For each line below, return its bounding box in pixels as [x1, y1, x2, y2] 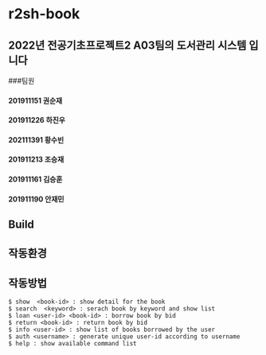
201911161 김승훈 [8, 174, 63, 184]
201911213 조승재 [8, 154, 65, 164]
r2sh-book [8, 5, 80, 23]
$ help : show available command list [8, 340, 137, 348]
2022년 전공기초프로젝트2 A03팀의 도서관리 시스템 [8, 38, 247, 52]
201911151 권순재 [8, 96, 63, 105]
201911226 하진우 [8, 115, 66, 125]
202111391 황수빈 [8, 135, 65, 144]
